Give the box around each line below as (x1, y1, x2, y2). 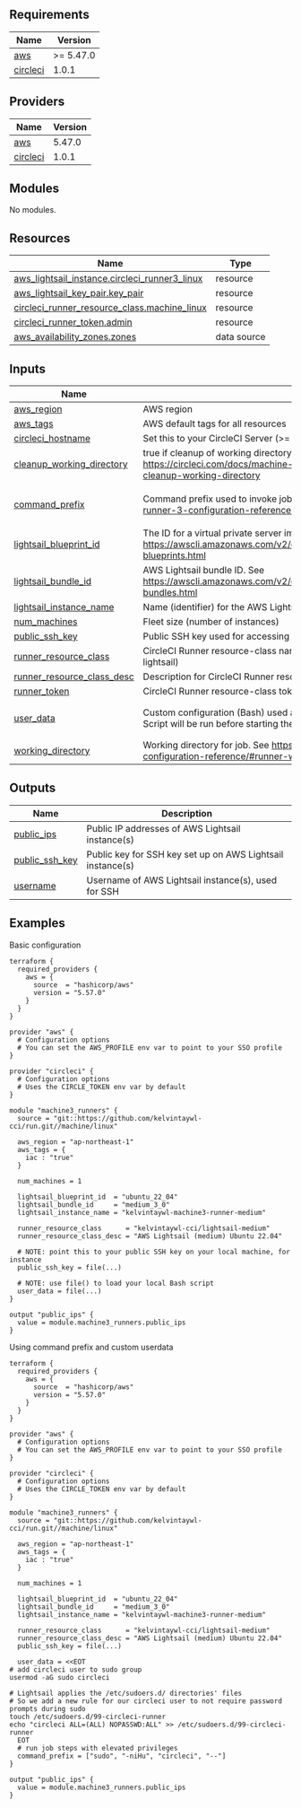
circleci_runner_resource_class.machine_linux (13, 301, 208, 314)
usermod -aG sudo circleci (9, 1673, 110, 1681)
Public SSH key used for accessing (142, 630, 290, 642)
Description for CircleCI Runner (142, 670, 275, 683)
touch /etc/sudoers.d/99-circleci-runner (9, 1712, 167, 1721)
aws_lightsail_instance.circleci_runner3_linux (13, 273, 203, 285)
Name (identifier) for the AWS (142, 601, 268, 614)
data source (215, 331, 266, 344)
